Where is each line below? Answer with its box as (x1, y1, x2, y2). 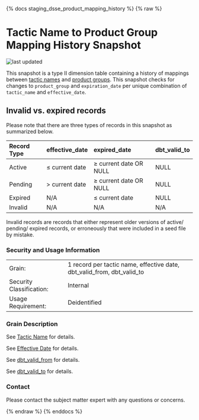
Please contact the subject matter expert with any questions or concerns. (6, 396, 185, 403)
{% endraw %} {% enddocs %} (6, 408, 83, 415)
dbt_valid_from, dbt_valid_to (68, 268, 145, 276)
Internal (68, 282, 89, 290)
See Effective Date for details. (6, 345, 79, 352)
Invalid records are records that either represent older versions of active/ (6, 218, 184, 225)
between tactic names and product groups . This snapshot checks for (6, 75, 175, 83)
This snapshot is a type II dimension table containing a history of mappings (6, 70, 190, 77)
